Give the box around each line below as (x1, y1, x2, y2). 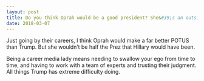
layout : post (6, 9, 39, 15)
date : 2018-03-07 (6, 20, 50, 26)
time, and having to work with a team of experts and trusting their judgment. (6, 62, 197, 69)
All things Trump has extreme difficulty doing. (6, 68, 120, 76)
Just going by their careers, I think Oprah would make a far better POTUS (6, 37, 189, 44)
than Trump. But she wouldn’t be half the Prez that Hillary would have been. (6, 43, 195, 51)
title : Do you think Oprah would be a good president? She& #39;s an (6, 15, 183, 21)
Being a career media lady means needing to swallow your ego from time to (6, 55, 195, 63)
